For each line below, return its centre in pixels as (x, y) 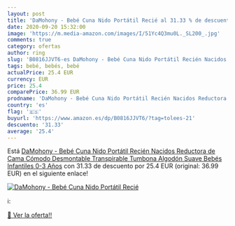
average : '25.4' (31, 131)
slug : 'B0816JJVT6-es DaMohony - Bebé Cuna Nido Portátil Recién (104, 60)
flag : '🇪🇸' (24, 112)
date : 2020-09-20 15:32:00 (47, 27)
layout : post (26, 14)
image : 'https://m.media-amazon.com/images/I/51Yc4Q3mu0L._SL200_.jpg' (114, 33)
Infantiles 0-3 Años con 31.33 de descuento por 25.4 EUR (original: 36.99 (113, 166)
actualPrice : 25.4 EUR (40, 72)
